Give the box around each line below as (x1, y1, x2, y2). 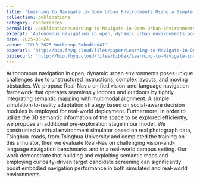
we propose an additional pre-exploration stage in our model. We (6, 120, 165, 127)
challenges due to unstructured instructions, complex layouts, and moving (6, 76, 188, 83)
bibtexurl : (6, 53, 33, 59)
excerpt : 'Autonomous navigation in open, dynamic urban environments (6, 31, 185, 37)
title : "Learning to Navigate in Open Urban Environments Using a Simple (6, 8, 193, 15)
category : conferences (6, 20, 62, 26)
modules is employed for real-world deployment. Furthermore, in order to (6, 107, 186, 114)
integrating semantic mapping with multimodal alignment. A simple (6, 95, 170, 102)
